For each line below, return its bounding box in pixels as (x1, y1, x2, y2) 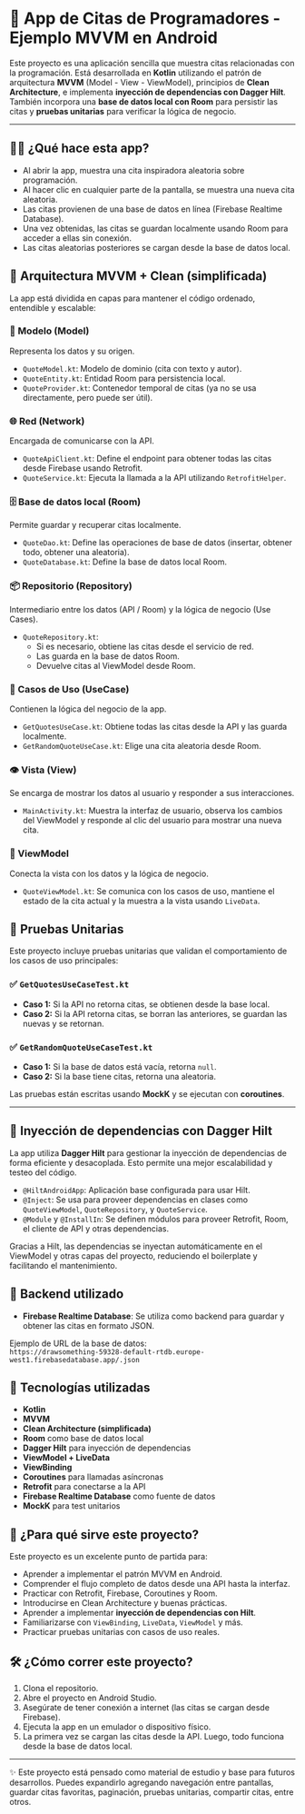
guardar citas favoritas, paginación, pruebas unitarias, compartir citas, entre (9, 1787, 294, 1798)
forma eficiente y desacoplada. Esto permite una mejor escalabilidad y (9, 1157, 273, 1168)
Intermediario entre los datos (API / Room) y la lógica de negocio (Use (9, 603, 271, 614)
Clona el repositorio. (22, 1683, 99, 1694)
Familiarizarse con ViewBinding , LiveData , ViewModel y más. (22, 1617, 243, 1628)
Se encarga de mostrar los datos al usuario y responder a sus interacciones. (9, 788, 295, 799)
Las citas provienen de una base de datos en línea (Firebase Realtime (22, 204, 283, 214)
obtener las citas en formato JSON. (22, 1320, 155, 1331)
